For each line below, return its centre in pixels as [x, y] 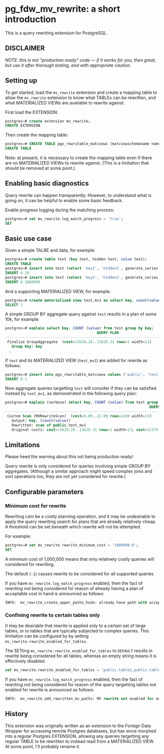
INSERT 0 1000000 [23, 282]
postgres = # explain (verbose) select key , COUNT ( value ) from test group [82, 402]
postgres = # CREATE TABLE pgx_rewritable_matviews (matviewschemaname [77, 144]
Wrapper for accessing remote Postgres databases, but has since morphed [81, 731]
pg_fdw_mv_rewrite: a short [63, 9]
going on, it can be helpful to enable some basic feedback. [64, 200]
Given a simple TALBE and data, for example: [50, 251]
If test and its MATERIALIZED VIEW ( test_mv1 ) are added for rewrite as [76, 360]
